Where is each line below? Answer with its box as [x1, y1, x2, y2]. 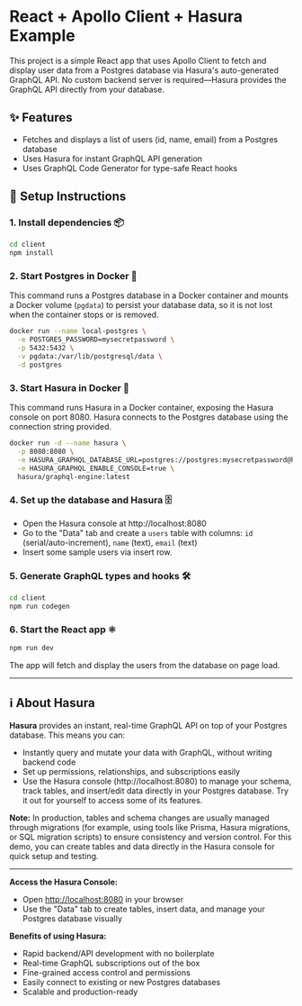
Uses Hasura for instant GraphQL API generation [22, 153, 203, 164]
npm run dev [9, 644, 54, 653]
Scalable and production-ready [22, 986, 138, 997]
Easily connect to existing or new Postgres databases [22, 976, 221, 987]
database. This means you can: [9, 730, 126, 740]
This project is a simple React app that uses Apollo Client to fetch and [9, 55, 267, 66]
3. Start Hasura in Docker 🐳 [9, 381, 130, 394]
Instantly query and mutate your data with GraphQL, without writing [22, 747, 272, 757]
